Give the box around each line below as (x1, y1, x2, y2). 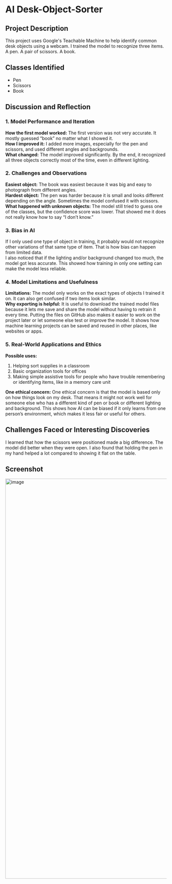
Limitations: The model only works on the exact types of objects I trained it (5, 290, 165, 296)
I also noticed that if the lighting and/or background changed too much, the (5, 255, 164, 261)
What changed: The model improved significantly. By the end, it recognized (5, 151, 166, 157)
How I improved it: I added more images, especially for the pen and (5, 140, 148, 147)
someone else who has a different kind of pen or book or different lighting (5, 400, 161, 406)
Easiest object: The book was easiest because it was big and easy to (5, 181, 152, 188)
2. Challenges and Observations (5, 170, 87, 177)
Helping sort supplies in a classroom (12, 362, 90, 368)
